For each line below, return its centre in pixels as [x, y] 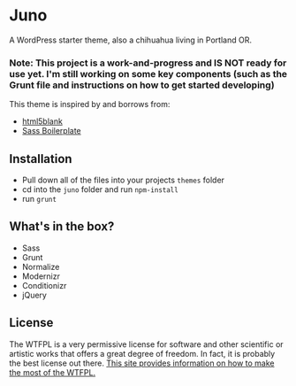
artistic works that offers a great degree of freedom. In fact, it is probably [142, 353]
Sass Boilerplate [51, 131]
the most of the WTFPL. [52, 372]
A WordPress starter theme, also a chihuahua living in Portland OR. [130, 40]
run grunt [39, 199]
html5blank [42, 121]
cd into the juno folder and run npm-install [100, 189]
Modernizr [41, 276]
